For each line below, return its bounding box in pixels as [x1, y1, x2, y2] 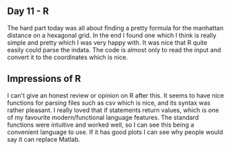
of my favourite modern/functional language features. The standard [7, 113, 199, 121]
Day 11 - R [7, 6, 50, 17]
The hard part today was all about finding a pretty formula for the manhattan [7, 23, 224, 32]
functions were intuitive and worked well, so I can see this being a [7, 120, 194, 129]
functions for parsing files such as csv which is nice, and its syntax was [7, 98, 211, 107]
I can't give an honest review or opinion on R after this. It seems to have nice [7, 91, 224, 99]
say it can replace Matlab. [7, 135, 81, 143]
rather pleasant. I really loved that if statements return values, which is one [7, 106, 219, 114]
